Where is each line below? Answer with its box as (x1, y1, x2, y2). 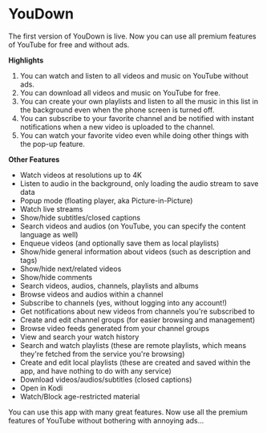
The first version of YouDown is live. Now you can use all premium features (8, 31, 257, 41)
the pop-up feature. (19, 139, 86, 148)
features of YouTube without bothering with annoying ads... (8, 415, 204, 425)
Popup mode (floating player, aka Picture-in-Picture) (19, 196, 193, 205)
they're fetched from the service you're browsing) (19, 349, 185, 358)
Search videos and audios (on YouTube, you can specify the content (19, 221, 246, 231)
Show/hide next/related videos (19, 264, 122, 273)
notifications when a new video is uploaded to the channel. (19, 122, 215, 132)
